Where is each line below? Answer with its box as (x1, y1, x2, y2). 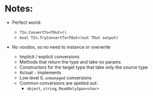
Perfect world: (11, 19, 41, 25)
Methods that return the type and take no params (19, 59, 121, 65)
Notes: (4, 3, 33, 14)
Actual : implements (19, 69, 61, 75)
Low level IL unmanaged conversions (19, 75, 92, 81)
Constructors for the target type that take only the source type (19, 64, 148, 70)
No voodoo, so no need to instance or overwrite (11, 44, 111, 50)
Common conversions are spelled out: (19, 80, 98, 86)
